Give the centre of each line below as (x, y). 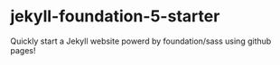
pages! (23, 50)
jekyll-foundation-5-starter (115, 16)
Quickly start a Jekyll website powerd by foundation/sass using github (141, 41)
